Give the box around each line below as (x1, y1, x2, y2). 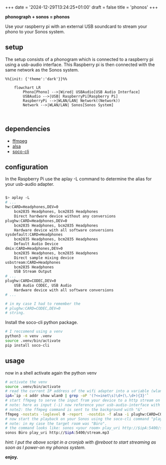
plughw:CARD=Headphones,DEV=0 (5, 218, 68, 223)
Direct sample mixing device (14, 255, 74, 260)
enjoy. (5, 454, 18, 460)
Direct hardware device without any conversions (14, 214, 116, 219)
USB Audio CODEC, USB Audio (14, 283, 72, 288)
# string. (5, 310, 26, 315)
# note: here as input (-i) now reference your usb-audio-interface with (5, 402, 161, 407)
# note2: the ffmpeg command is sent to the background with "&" (5, 407, 142, 412)
